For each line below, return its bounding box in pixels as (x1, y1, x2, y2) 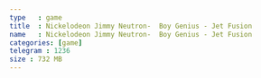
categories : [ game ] (9, 38, 83, 48)
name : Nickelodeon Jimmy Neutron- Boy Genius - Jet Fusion (9, 30, 253, 39)
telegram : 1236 (9, 47, 70, 56)
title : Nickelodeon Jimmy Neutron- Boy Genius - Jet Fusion (9, 22, 253, 30)
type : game (9, 13, 63, 22)
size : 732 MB (9, 55, 63, 64)
